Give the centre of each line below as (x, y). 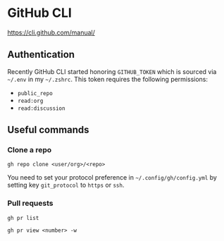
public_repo (35, 93)
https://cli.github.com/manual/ (51, 32)
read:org (30, 101)
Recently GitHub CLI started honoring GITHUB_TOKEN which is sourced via (112, 71)
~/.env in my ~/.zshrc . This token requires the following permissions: (108, 79)
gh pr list (23, 218)
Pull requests (30, 204)
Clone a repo (30, 150)
